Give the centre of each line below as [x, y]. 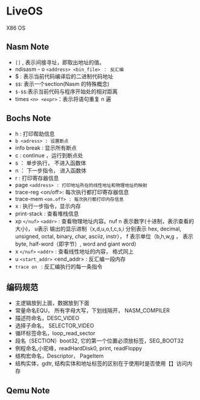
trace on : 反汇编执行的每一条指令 [59, 266]
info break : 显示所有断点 [46, 148]
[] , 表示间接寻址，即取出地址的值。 [60, 62]
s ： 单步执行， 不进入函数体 [50, 163]
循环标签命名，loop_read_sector [55, 333]
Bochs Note [29, 118]
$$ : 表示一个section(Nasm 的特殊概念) [62, 84]
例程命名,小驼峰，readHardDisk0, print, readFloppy [79, 349]
